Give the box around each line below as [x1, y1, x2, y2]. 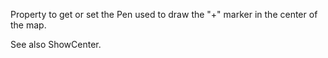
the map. [10, 19, 47, 31]
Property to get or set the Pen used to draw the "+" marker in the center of [10, 9, 318, 20]
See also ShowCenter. [10, 39, 102, 50]
